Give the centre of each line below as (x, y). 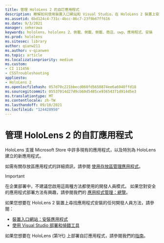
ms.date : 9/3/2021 (24, 23)
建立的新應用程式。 (24, 156)
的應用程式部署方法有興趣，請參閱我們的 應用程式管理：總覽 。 (68, 192)
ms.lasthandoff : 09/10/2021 (34, 105)
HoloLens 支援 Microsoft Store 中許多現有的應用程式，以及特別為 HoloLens (81, 150)
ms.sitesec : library (26, 42)
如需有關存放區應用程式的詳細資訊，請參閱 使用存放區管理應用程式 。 (74, 166)
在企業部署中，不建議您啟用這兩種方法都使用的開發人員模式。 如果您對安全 (81, 186)
